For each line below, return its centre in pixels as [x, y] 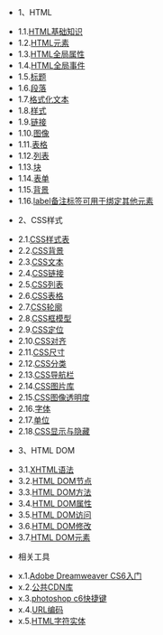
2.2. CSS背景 [41, 251]
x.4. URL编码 [41, 610]
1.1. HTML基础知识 [50, 32]
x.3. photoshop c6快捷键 [62, 598]
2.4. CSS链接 [41, 273]
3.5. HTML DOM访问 [54, 515]
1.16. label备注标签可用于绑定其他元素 [86, 201]
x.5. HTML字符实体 [52, 621]
